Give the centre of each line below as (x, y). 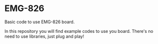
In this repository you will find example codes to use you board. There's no (79, 31)
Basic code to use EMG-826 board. (40, 22)
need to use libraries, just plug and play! (44, 36)
